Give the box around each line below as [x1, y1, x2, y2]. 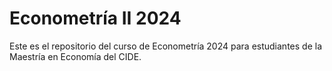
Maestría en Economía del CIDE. [9, 50, 142, 62]
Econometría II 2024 [9, 7, 182, 30]
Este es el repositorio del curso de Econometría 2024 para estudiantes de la [9, 40, 322, 52]
